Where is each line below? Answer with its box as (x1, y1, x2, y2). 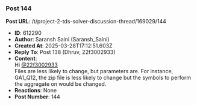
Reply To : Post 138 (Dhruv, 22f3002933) (14, 49, 116, 56)
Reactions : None (14, 87, 57, 94)
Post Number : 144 (14, 93, 61, 100)
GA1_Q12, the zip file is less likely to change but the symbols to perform (14, 74, 192, 82)
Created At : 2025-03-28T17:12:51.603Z (14, 42, 113, 49)
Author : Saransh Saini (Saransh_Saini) (14, 36, 110, 43)
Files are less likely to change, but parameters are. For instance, (14, 68, 174, 75)
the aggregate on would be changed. (14, 80, 107, 88)
